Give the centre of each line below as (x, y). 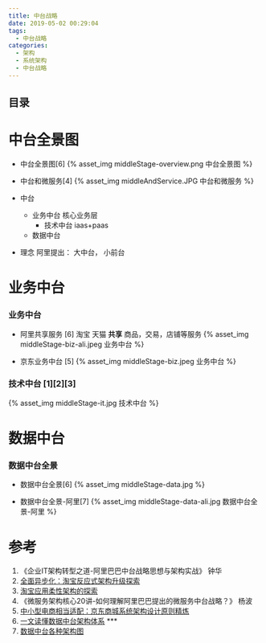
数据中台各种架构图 (52, 631)
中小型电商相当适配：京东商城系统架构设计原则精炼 (104, 611)
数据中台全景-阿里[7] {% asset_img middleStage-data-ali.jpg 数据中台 (135, 502)
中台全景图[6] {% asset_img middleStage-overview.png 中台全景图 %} (136, 164)
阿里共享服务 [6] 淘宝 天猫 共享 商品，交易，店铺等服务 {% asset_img (134, 334)
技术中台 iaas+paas (76, 225)
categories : (28, 46)
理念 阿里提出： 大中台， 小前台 (72, 252)
